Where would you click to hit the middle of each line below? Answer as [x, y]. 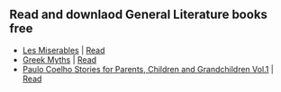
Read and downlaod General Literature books [139, 15]
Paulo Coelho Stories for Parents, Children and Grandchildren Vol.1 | [148, 69]
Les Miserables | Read [63, 50]
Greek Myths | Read [59, 59]
